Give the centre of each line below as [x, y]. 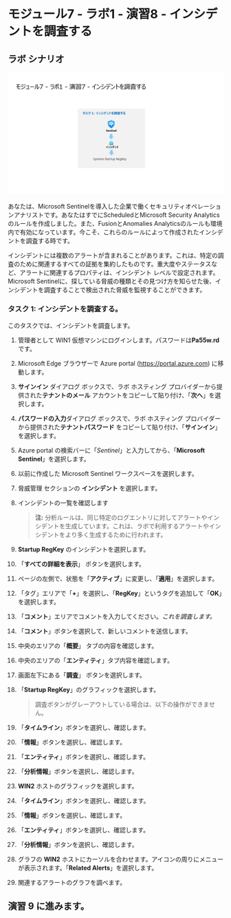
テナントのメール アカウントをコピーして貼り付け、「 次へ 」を [128, 395]
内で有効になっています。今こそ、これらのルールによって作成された [103, 232]
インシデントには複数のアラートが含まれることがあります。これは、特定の [113, 255]
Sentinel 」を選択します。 [54, 459]
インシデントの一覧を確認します [63, 503]
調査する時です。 [50, 240]
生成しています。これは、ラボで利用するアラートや [137, 526]
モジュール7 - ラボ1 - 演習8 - [87, 14]
